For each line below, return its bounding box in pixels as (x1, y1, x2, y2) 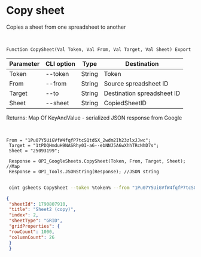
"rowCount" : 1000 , (8, 228, 55, 235)
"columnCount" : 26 (8, 234, 55, 240)
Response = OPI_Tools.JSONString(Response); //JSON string (8, 169, 160, 175)
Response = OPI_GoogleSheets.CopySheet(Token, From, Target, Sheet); (8, 158, 186, 164)
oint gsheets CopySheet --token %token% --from (8, 185, 130, 191)
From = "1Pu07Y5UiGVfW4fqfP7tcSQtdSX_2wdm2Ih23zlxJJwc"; (6, 137, 151, 143)
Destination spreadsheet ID (103, 89, 181, 97)
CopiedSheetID (103, 99, 147, 107)
